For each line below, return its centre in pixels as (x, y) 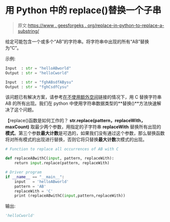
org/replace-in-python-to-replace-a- (126, 25)
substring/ (28, 31)
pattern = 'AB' (30, 186)
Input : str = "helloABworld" (38, 68)
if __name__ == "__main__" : (35, 177)
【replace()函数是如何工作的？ (37, 121)
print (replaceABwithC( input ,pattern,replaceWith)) (70, 196)
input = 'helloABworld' (42, 181)
